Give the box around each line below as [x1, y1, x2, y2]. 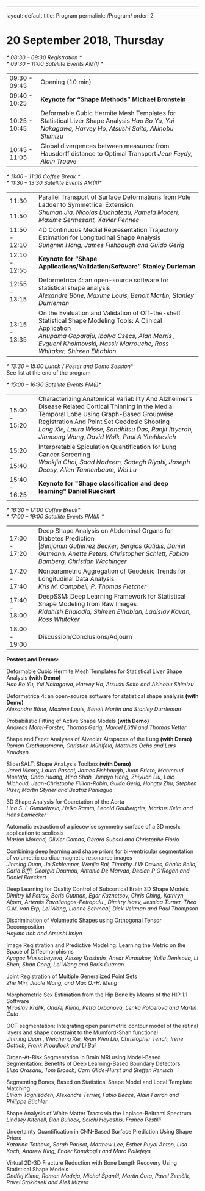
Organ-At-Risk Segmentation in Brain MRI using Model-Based [6, 1053, 161, 1060]
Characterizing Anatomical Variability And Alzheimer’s [38, 394, 193, 403]
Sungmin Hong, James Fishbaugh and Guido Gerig [38, 240, 185, 249]
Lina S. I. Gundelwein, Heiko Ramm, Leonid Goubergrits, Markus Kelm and [6, 804, 193, 811]
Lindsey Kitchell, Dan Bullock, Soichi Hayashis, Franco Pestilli [6, 1116, 162, 1123]
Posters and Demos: [6, 655, 59, 663]
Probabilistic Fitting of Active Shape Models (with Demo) [6, 717, 149, 724]
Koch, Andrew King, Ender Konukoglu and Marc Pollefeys [6, 1147, 151, 1154]
